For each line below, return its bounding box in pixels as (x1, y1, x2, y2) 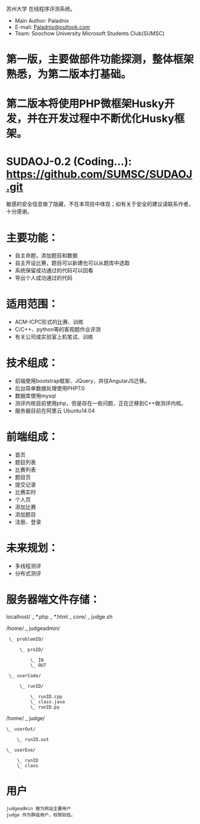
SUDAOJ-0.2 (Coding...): (6, 155, 132, 168)
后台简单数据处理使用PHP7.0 (14, 385, 85, 392)
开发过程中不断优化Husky (48, 112, 174, 125)
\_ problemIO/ (8, 636, 44, 642)
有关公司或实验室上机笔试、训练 (14, 333, 93, 340)
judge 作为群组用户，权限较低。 (6, 811, 76, 818)
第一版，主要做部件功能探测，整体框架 (6, 53, 195, 66)
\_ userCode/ (8, 672, 42, 679)
